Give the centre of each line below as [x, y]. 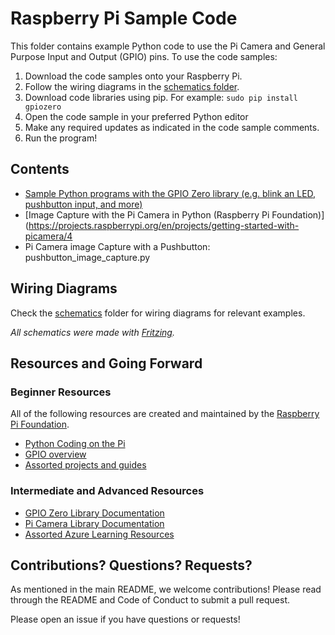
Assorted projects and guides [85, 465]
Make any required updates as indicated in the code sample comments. [172, 127]
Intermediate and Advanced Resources [107, 491]
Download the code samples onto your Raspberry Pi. [133, 76]
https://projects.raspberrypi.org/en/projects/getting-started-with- [164, 225]
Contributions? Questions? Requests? [131, 565]
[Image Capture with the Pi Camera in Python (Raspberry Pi [147, 214]
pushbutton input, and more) [83, 204]
